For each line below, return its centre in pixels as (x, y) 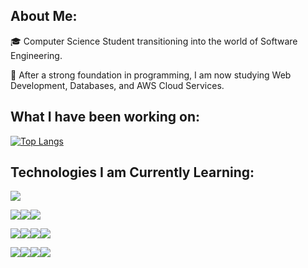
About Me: (44, 16)
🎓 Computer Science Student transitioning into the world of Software (154, 41)
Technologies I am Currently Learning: (132, 172)
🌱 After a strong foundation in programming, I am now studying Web (151, 75)
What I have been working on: (105, 117)
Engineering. (36, 55)
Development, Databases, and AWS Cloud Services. (117, 85)
